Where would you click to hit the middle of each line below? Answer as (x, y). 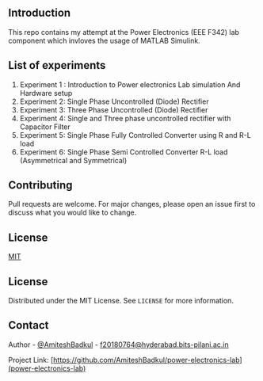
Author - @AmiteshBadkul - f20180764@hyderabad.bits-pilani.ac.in (118, 345)
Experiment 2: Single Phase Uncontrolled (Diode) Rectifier (114, 101)
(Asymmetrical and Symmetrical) (73, 160)
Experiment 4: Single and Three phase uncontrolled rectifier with (125, 118)
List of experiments (57, 65)
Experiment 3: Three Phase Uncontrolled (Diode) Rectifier (114, 109)
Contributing (40, 185)
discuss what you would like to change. (72, 212)
